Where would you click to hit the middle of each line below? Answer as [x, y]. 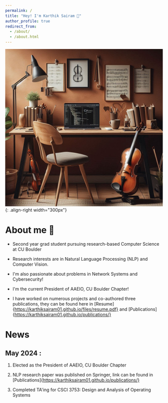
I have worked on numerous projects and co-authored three [74, 298]
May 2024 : [23, 353]
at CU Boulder [27, 249]
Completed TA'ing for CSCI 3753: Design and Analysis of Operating [82, 390]
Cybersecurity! [28, 279]
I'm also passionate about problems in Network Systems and [75, 274]
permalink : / [19, 10]
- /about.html [24, 37]
